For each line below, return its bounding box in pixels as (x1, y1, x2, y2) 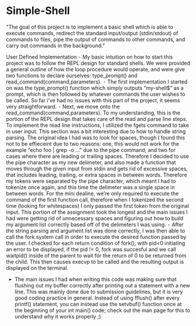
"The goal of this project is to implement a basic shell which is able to (6, 23, 174, 30)
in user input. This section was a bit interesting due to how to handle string (6, 127, 186, 135)
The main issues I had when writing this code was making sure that (14, 276, 177, 283)
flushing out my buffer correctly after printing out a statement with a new (14, 282, 190, 289)
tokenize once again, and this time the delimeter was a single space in (6, 183, 175, 190)
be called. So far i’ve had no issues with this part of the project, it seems (6, 96, 180, 103)
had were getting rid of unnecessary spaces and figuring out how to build (6, 214, 184, 221)
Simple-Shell (6, 4, 70, 18)
